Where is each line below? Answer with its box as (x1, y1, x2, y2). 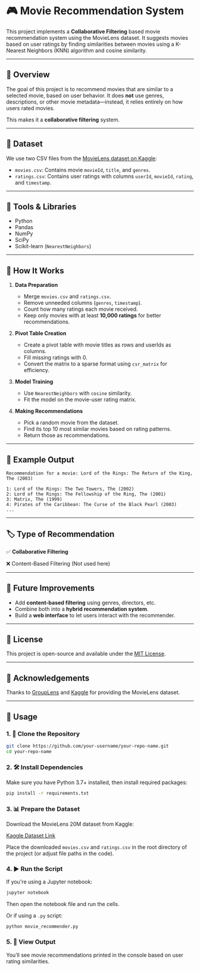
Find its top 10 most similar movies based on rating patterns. (23, 426, 171, 433)
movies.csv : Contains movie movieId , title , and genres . (14, 166, 151, 173)
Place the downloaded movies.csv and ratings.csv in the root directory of (6, 844, 187, 851)
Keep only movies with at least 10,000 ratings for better (23, 312, 162, 319)
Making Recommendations (14, 408, 83, 415)
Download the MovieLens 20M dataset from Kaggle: (6, 820, 134, 828)
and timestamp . (14, 179, 52, 186)
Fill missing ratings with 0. (23, 354, 88, 361)
